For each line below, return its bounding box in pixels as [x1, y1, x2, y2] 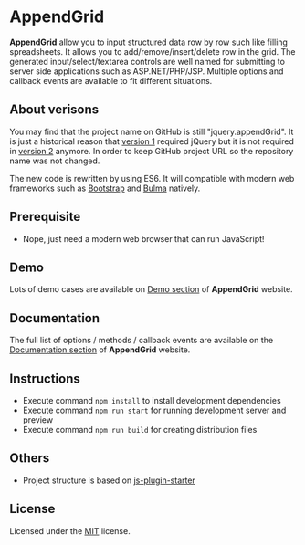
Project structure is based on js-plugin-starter [22, 475, 196, 486]
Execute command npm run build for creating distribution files [22, 424, 258, 435]
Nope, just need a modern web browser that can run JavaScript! [22, 233, 265, 244]
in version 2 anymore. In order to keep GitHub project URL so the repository [9, 145, 294, 156]
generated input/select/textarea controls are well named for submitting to [9, 56, 286, 67]
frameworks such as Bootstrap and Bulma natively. [9, 183, 201, 194]
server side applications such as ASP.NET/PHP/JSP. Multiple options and [9, 66, 284, 77]
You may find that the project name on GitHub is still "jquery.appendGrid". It [9, 126, 294, 137]
